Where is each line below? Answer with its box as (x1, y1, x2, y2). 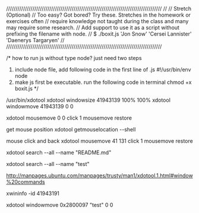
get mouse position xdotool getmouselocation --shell (6, 126, 136, 133)
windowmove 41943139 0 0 (6, 103, 74, 109)
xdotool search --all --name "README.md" (6, 149, 112, 156)
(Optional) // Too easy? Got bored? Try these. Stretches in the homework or (6, 11, 191, 18)
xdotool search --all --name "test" (6, 161, 90, 167)
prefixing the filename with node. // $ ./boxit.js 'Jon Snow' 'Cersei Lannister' (6, 30, 192, 37)
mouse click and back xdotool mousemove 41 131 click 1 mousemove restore (6, 137, 193, 145)
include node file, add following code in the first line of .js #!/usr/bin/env (14, 66, 191, 73)
